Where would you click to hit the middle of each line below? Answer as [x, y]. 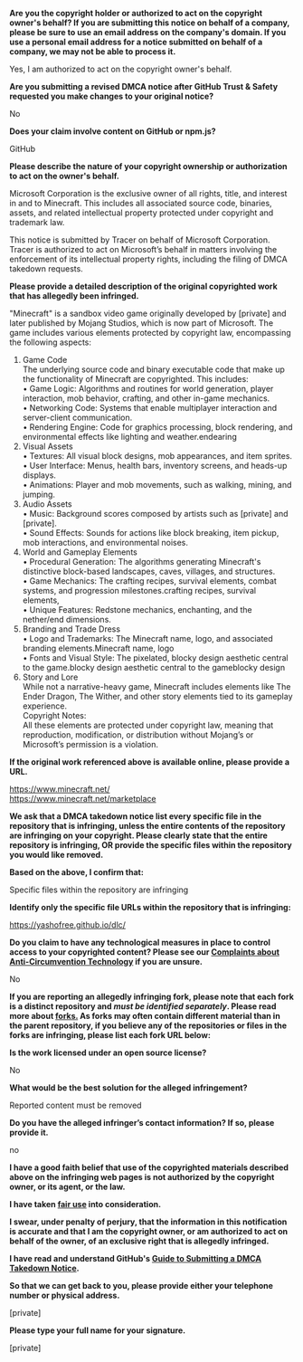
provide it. [29, 1132]
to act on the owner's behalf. [64, 176]
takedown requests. [46, 269]
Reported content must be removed [76, 1105]
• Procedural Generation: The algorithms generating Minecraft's [142, 562]
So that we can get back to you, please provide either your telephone [142, 1286]
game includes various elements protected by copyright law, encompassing [150, 333]
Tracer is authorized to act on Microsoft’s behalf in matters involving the [143, 249]
